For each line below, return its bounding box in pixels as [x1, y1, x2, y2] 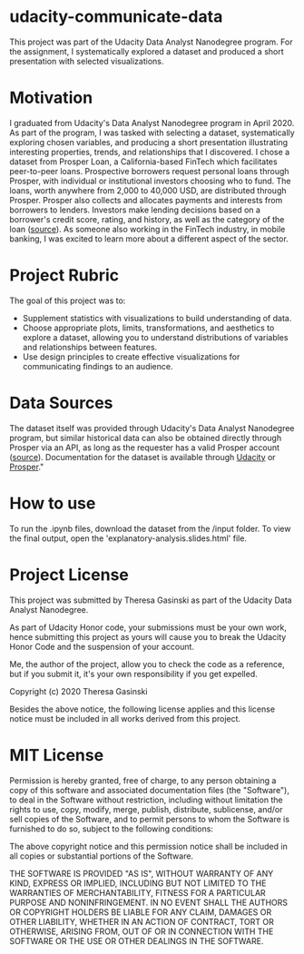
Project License [9, 565, 130, 585]
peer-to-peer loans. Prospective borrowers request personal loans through [9, 165, 289, 176]
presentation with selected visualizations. [9, 55, 164, 66]
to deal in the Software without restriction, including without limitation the [9, 794, 283, 805]
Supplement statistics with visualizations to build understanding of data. [22, 312, 292, 323]
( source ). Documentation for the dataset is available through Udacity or [9, 451, 276, 462]
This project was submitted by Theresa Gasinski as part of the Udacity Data [9, 595, 292, 605]
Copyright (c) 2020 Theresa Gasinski [9, 685, 148, 696]
